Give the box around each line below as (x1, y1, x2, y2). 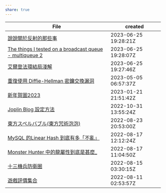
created (125, 23, 144, 30)
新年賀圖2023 (7, 92, 41, 98)
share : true (5, 7, 30, 12)
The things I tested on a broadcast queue (7, 46, 103, 52)
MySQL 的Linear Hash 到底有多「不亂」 (7, 134, 100, 141)
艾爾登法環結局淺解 (7, 63, 53, 70)
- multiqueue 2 (7, 51, 43, 58)
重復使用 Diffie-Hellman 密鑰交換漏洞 (7, 77, 95, 84)
